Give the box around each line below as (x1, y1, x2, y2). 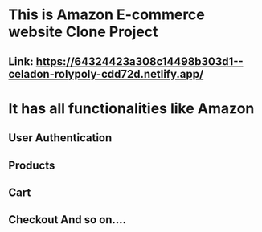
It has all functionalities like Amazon (8, 99, 255, 117)
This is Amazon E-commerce (8, 6, 205, 24)
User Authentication (8, 131, 113, 145)
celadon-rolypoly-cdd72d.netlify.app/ (8, 67, 204, 81)
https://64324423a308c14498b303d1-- (35, 55, 244, 68)
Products (8, 158, 55, 172)
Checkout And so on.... (8, 213, 127, 226)
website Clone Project (8, 22, 158, 41)
